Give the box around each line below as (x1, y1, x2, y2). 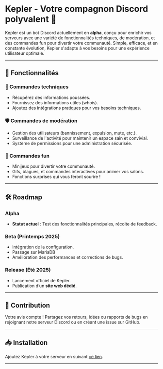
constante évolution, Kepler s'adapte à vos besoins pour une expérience (5, 45, 150, 51)
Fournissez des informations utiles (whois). (12, 99, 98, 105)
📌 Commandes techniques (5, 83, 69, 90)
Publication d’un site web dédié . (12, 283, 77, 289)
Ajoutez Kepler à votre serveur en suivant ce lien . (5, 354, 103, 360)
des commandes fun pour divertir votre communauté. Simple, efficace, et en (5, 40, 158, 46)
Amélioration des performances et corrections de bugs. (12, 255, 123, 260)
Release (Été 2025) (5, 267, 51, 273)
